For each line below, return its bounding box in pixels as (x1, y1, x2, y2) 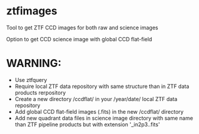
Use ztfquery (14, 76, 47, 83)
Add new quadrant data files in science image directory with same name (14, 114, 193, 121)
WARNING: (6, 57, 62, 70)
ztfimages (6, 4, 58, 18)
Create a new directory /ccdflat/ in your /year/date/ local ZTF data (14, 95, 177, 102)
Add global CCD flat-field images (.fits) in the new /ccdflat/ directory (14, 108, 184, 115)
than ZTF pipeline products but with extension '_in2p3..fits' (14, 121, 160, 128)
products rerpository (14, 89, 66, 96)
